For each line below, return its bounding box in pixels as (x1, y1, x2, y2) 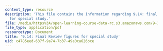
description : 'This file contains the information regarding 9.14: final (5, 12, 158, 17)
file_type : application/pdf (5, 25, 62, 30)
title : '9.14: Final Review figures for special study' (5, 34, 120, 39)
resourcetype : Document (5, 30, 53, 34)
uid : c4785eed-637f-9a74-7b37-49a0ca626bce (5, 39, 95, 44)
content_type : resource (5, 7, 53, 12)
